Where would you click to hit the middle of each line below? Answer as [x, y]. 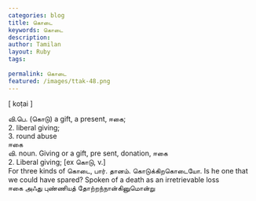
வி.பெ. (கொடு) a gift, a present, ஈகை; [67, 119]
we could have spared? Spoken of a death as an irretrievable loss [114, 179]
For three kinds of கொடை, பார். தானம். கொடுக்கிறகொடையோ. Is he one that [128, 170]
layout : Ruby [29, 52]
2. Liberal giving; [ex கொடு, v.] [57, 162]
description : [29, 37]
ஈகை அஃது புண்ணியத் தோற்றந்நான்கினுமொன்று [82, 188]
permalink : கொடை [37, 74]
